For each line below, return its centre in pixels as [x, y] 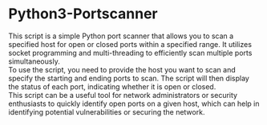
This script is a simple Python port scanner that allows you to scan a [121, 36]
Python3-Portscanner [83, 14]
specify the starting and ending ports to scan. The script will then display [129, 78]
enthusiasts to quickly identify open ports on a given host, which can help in [134, 104]
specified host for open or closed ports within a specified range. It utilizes [130, 44]
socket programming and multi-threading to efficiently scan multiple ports [130, 53]
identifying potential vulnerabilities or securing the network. [107, 111]
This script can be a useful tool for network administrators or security [123, 95]
